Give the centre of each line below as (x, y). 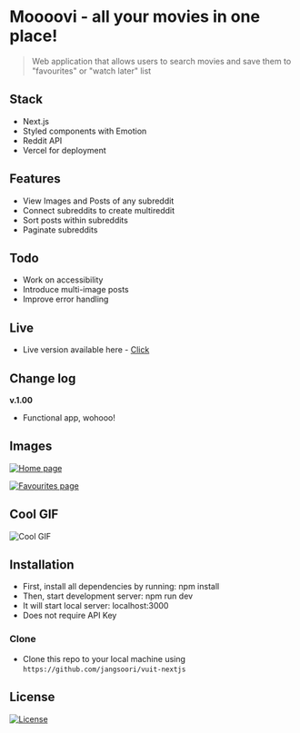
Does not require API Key (70, 616)
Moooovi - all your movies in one (135, 17)
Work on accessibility (63, 280)
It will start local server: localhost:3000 (95, 606)
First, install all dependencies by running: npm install (121, 587)
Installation (42, 565)
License (32, 697)
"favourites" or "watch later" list (91, 71)
